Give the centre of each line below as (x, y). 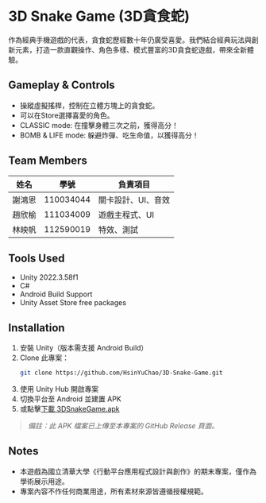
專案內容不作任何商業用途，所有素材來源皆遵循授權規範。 (114, 491)
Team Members (48, 161)
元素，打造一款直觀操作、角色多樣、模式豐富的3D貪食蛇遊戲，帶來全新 (131, 49)
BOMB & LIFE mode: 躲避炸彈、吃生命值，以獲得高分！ (110, 135)
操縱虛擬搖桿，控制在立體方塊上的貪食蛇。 (89, 105)
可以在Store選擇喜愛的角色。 (67, 115)
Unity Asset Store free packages (73, 303)
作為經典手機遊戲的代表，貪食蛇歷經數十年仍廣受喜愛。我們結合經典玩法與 (130, 40)
